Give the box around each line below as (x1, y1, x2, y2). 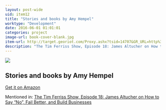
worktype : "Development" (5, 21, 56, 26)
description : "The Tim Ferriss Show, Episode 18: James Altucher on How (5, 44, 158, 49)
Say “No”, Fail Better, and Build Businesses (5, 99, 92, 105)
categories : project (5, 30, 48, 35)
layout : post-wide (5, 7, 43, 12)
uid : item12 (5, 12, 30, 17)
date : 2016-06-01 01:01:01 (5, 26, 61, 31)
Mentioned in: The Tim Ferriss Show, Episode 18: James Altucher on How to (5, 94, 160, 100)
